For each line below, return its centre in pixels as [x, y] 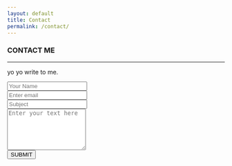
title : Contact [29, 20]
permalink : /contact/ [38, 26]
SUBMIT [22, 155]
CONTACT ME [31, 50]
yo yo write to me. [33, 72]
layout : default [30, 13]
